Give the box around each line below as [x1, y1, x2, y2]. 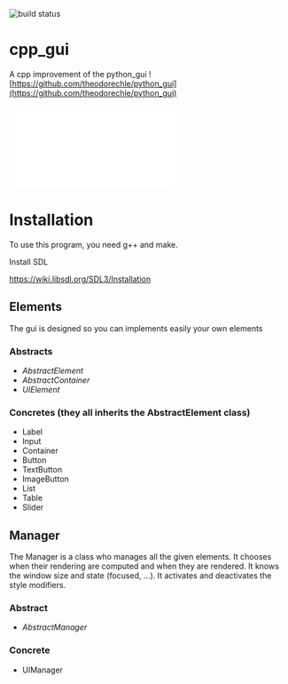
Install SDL [9, 256, 49, 266]
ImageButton [21, 473, 69, 484]
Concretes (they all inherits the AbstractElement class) [9, 406, 251, 418]
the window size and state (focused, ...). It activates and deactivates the [9, 570, 272, 581]
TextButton [21, 465, 63, 475]
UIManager [21, 664, 64, 675]
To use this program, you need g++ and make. [9, 239, 179, 250]
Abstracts [9, 345, 53, 357]
